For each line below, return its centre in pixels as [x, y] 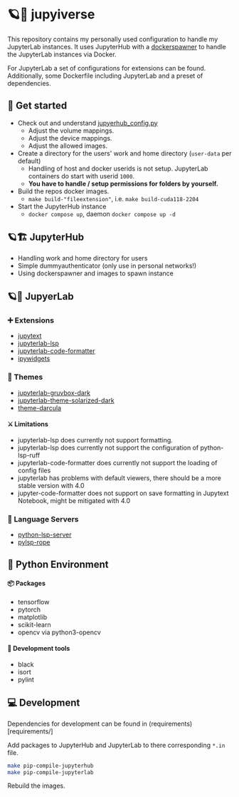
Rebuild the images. [36, 786]
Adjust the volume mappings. [71, 131]
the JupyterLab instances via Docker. [62, 54]
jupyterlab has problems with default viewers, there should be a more [119, 478]
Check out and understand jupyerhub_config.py [87, 123]
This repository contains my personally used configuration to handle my [113, 39]
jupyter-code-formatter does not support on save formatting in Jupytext [123, 493]
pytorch [29, 609]
